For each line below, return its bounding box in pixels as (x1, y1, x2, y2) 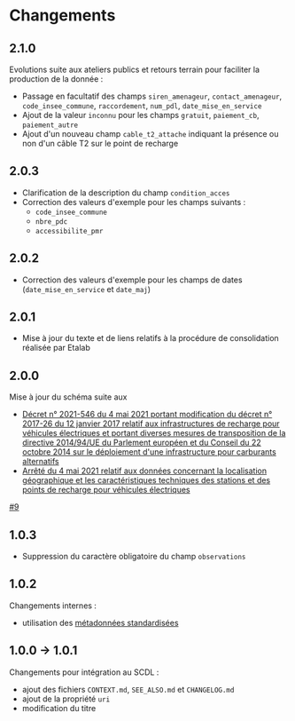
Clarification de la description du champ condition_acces (21, 187, 230, 198)
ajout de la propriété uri (21, 693, 111, 704)
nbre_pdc (35, 217, 68, 226)
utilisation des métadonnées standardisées (21, 617, 179, 628)
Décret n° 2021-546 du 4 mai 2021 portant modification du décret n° (21, 409, 273, 420)
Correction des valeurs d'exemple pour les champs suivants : (21, 196, 246, 207)
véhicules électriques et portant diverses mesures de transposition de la (21, 428, 286, 439)
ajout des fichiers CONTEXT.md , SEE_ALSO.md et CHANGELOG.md (21, 684, 235, 694)
